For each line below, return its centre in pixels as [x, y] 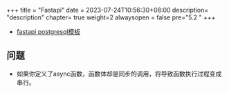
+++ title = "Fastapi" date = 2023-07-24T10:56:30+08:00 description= [108, 10]
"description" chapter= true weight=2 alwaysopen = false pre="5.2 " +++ [111, 17]
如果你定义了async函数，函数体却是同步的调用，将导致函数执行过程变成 [119, 74]
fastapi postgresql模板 [48, 32]
